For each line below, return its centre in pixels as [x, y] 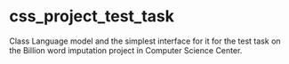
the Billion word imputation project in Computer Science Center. [126, 50]
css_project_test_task [92, 16]
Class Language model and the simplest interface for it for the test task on [145, 41]
